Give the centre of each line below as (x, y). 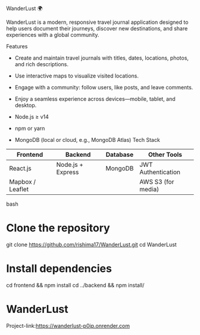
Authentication (160, 172)
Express (68, 172)
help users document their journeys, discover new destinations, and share (97, 28)
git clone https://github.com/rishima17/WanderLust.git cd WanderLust (91, 244)
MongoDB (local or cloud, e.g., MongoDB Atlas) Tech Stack (87, 140)
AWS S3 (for (157, 182)
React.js (20, 168)
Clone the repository (58, 228)
